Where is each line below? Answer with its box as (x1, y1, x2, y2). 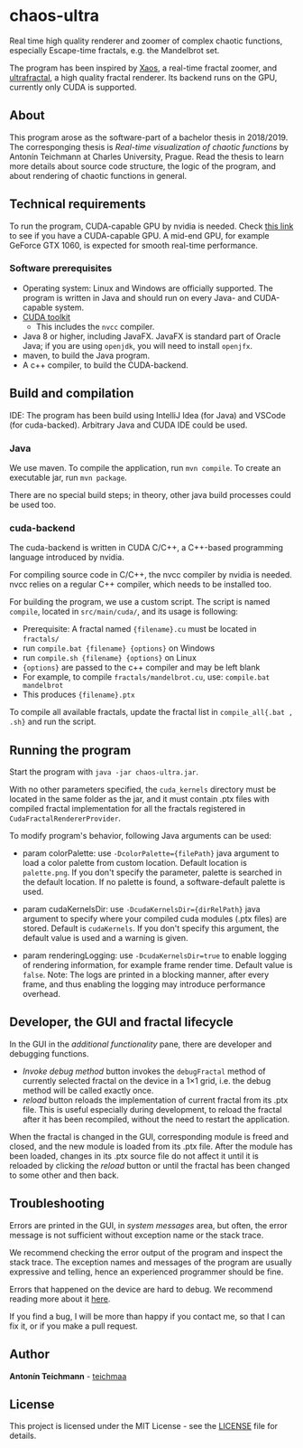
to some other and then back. (9, 1170, 119, 1180)
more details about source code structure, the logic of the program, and (9, 160, 277, 172)
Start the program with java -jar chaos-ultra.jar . (9, 766, 199, 777)
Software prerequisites (9, 262, 113, 275)
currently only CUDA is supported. (9, 81, 137, 92)
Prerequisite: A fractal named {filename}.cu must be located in (22, 624, 257, 635)
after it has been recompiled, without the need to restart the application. (22, 1114, 290, 1124)
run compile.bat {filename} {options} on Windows (22, 643, 216, 653)
